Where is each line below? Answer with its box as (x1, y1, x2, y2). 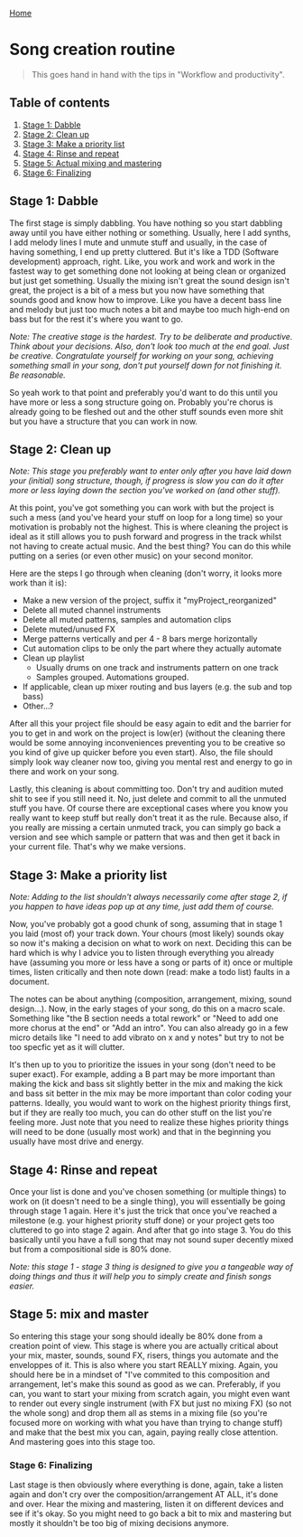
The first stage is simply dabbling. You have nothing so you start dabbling (9, 217, 282, 229)
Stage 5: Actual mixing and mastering (22, 157, 162, 168)
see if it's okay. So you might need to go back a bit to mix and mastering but (9, 1508, 292, 1519)
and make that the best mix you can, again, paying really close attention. (9, 1427, 279, 1438)
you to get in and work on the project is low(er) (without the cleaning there (9, 727, 286, 739)
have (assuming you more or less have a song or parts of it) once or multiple (9, 957, 293, 968)
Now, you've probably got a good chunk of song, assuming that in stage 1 (9, 919, 282, 930)
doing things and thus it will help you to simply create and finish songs (9, 1271, 272, 1281)
